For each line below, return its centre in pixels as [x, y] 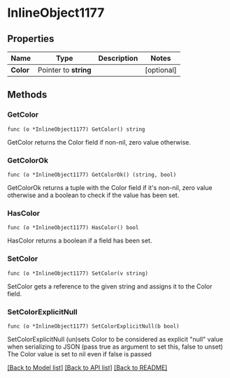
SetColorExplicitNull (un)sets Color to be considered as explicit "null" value [115, 339]
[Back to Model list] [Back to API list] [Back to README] [87, 368]
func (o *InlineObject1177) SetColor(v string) [78, 273]
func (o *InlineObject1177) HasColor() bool [73, 228]
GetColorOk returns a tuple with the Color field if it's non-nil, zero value [110, 187]
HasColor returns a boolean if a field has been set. [80, 241]
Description [118, 58]
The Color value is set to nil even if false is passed [79, 354]
